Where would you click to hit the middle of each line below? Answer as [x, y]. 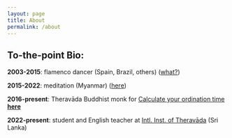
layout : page [26, 14]
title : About [26, 20]
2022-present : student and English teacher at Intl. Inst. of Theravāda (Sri [113, 120]
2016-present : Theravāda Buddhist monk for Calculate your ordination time [116, 99]
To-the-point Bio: [46, 55]
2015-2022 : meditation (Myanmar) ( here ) [67, 85]
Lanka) [17, 127]
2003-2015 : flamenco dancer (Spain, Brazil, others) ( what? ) [94, 72]
